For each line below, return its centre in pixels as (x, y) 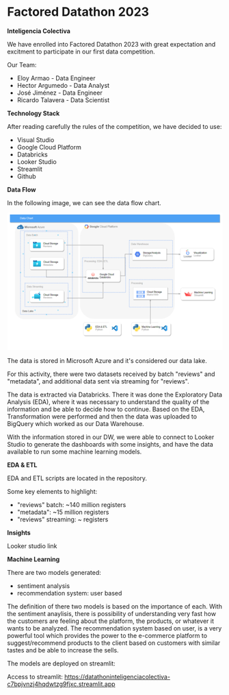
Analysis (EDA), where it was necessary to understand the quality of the (108, 401)
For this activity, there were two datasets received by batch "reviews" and (111, 374)
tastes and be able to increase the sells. (63, 650)
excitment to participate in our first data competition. (81, 51)
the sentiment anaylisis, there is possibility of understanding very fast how (112, 613)
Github (26, 176)
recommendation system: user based (69, 593)
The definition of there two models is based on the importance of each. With (114, 606)
